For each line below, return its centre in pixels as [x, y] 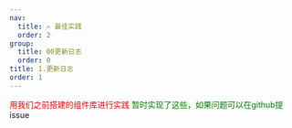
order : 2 [34, 35]
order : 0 [34, 60]
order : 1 [26, 78]
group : [22, 43]
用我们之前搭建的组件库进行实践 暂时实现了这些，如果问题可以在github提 [146, 104]
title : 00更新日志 [50, 52]
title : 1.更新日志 [42, 69]
